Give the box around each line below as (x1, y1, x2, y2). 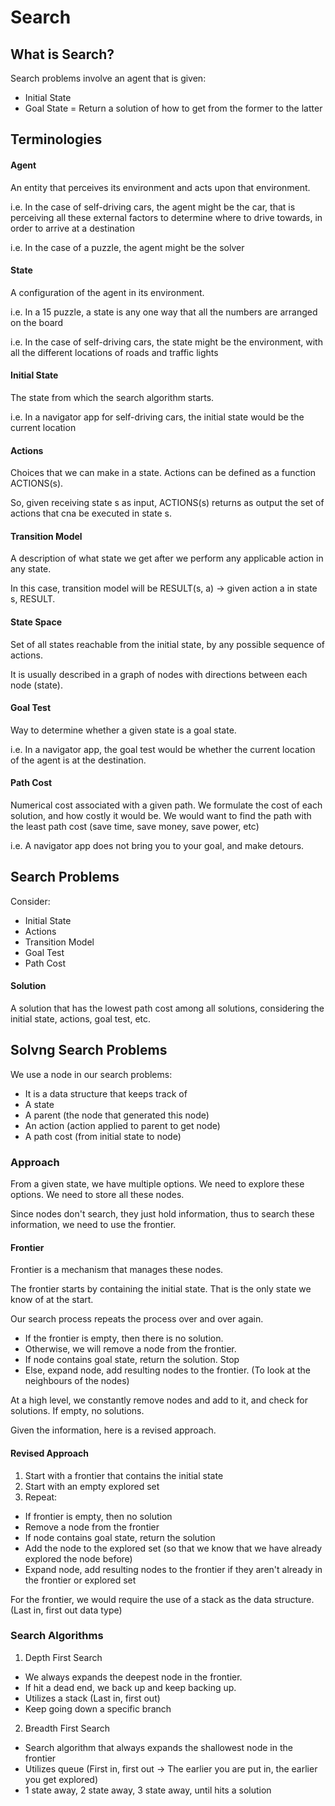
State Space (10, 616, 62, 628)
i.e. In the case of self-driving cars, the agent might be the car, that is (10, 201, 296, 213)
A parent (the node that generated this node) (24, 1109, 210, 1121)
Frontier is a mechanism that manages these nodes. (10, 1264, 224, 1276)
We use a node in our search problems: (10, 1068, 173, 1080)
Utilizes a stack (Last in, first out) (24, 1692, 161, 1704)
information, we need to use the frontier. (10, 1219, 177, 1231)
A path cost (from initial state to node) (24, 1130, 182, 1142)
